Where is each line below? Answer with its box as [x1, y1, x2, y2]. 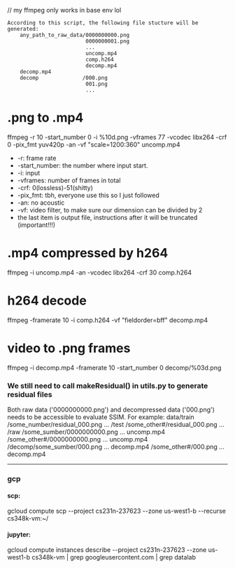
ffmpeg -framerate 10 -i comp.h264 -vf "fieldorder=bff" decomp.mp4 [7, 316, 208, 324]
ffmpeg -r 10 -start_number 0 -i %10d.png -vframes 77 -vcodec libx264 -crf [7, 133, 227, 141]
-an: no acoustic [17, 198, 65, 207]
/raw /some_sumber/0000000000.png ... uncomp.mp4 [7, 428, 166, 436]
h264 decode [7, 293, 87, 309]
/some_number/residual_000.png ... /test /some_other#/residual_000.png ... [7, 421, 225, 429]
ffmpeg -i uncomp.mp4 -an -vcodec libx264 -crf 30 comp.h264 [7, 268, 192, 277]
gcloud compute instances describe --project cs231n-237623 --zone [7, 546, 207, 554]
